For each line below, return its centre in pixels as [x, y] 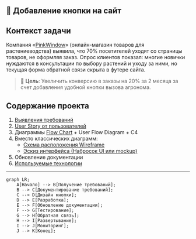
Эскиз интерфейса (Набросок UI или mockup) [80, 151]
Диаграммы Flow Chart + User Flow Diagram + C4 [76, 132]
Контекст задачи [38, 31]
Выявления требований [44, 120]
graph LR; [18, 180]
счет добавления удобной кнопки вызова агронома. [85, 87]
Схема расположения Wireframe [64, 145]
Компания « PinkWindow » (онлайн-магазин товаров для [75, 45]
